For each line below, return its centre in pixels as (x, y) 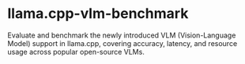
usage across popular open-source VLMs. (76, 52)
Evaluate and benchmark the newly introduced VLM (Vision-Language (122, 35)
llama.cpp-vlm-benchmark (98, 14)
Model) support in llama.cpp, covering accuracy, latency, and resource (122, 43)
